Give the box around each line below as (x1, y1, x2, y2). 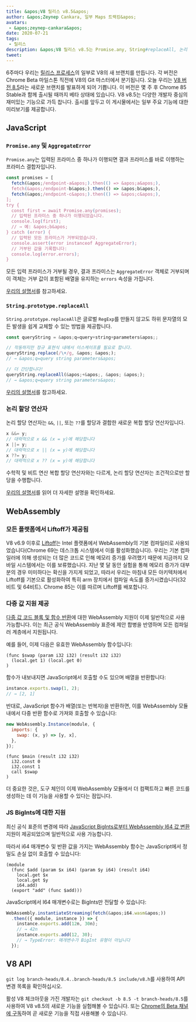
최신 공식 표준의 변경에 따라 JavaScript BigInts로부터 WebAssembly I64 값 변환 (6, 823, 190, 830)
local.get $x (16, 872, 49, 878)
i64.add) (16, 882, 38, 888)
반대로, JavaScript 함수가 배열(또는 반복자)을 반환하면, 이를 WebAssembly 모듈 (6, 702, 188, 709)
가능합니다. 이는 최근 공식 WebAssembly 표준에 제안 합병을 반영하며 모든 (6, 621, 173, 628)
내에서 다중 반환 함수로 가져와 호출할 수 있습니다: (6, 710, 117, 717)
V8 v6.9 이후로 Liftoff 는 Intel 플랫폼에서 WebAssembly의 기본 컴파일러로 (6, 539, 174, 546)
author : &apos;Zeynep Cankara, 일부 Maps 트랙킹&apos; (6, 14, 136, 20)
